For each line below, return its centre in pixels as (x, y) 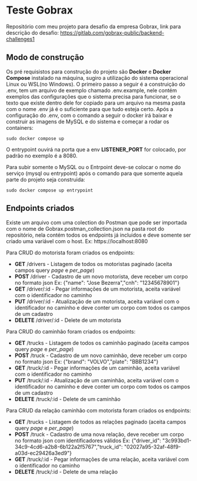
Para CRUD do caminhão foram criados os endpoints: (71, 331)
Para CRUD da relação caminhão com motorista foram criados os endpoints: (98, 410)
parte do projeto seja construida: (46, 179)
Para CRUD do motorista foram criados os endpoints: (71, 253)
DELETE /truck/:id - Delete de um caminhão (67, 399)
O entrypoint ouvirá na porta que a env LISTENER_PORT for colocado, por (96, 149)
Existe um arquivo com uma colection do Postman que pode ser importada (96, 222)
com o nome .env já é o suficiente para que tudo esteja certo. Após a (90, 109)
